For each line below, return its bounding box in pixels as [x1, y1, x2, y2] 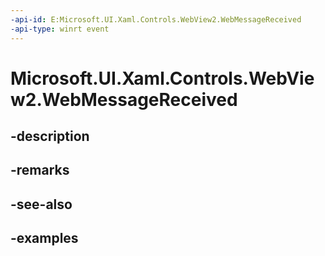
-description [10, 128, 90, 145]
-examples [10, 230, 79, 247]
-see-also [10, 196, 73, 213]
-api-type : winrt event [10, 24, 110, 34]
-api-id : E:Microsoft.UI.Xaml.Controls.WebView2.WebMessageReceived [10, 14, 302, 25]
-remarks [10, 162, 70, 179]
